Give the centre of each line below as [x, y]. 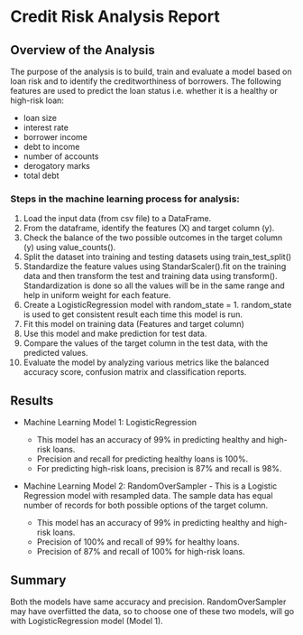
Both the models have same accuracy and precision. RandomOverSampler [148, 602]
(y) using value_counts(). [69, 247]
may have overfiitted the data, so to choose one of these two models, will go [152, 611]
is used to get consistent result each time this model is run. [133, 314]
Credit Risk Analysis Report [115, 17]
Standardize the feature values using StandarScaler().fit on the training [155, 266]
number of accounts [61, 156]
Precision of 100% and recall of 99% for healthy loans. [138, 542]
